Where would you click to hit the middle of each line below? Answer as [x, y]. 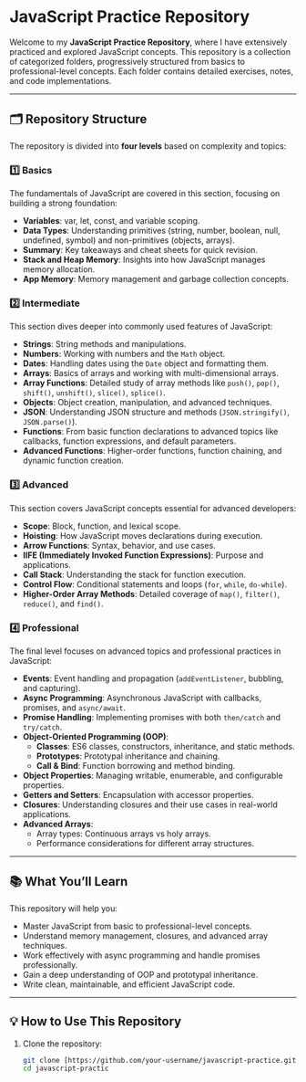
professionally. [50, 964]
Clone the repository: [62, 1044]
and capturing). [51, 688]
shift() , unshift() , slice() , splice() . [94, 393]
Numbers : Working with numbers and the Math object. [124, 354]
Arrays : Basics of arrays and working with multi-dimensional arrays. [151, 373]
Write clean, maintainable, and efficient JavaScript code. [128, 984]
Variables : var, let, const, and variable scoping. [111, 221]
